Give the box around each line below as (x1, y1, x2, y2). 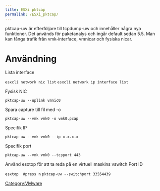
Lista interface (5, 70, 35, 76)
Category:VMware (5, 181, 43, 187)
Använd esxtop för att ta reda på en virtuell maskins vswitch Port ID (5, 161, 143, 167)
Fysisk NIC (5, 88, 27, 94)
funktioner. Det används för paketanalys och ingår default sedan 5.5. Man (5, 31, 155, 37)
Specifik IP (5, 125, 27, 131)
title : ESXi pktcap (5, 7, 46, 12)
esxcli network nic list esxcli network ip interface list (5, 80, 129, 85)
